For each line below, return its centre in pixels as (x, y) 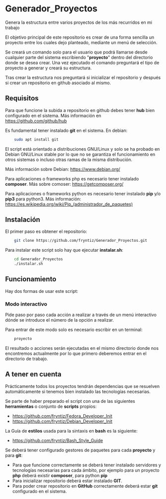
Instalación (23, 220)
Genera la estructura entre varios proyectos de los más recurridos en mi (79, 22)
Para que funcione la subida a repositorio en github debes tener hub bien (80, 110)
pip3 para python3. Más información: (43, 199)
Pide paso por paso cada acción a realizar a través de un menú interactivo (81, 315)
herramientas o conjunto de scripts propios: (51, 406)
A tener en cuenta (33, 374)
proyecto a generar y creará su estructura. (48, 68)
